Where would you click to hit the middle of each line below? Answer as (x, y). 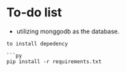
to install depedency (37, 43)
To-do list (34, 13)
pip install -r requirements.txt (54, 61)
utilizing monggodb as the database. (68, 31)
